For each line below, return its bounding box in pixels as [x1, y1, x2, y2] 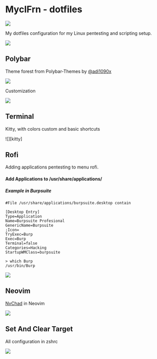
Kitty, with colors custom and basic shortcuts [5, 125, 100, 132]
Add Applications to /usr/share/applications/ [5, 176, 102, 182]
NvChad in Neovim [5, 300, 45, 306]
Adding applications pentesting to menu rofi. [5, 164, 99, 170]
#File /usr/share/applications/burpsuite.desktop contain [5, 200, 131, 205]
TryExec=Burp [5, 231, 33, 237]
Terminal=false [5, 241, 38, 246]
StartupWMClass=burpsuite [5, 249, 60, 255]
